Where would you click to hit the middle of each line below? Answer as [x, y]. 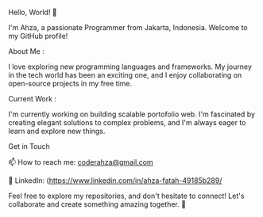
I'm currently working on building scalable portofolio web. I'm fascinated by [132, 114]
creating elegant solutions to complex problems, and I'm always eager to [127, 122]
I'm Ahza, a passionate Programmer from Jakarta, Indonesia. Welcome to [128, 27]
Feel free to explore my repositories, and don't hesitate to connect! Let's [126, 196]
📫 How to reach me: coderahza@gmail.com [81, 162]
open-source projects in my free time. [70, 84]
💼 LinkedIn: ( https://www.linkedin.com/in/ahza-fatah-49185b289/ [115, 181]
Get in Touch [29, 146]
